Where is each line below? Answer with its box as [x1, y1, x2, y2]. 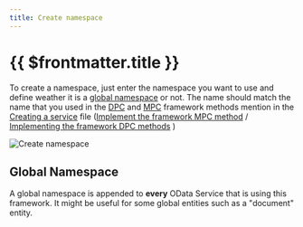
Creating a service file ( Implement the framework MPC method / [9, 110, 249, 122]
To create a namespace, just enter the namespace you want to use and [9, 82, 274, 93]
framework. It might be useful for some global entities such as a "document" [9, 198, 294, 209]
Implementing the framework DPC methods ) [9, 120, 176, 131]
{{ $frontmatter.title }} [9, 52, 180, 72]
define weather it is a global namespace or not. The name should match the [9, 91, 291, 102]
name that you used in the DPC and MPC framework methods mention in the [9, 101, 295, 112]
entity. [9, 207, 33, 218]
